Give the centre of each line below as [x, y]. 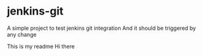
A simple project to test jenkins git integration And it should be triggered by [102, 28]
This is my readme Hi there [41, 46]
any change [22, 34]
